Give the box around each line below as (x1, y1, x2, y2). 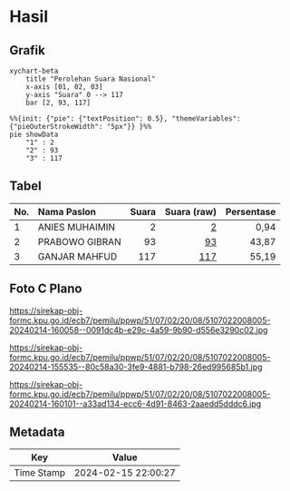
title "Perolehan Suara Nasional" (25, 74, 156, 83)
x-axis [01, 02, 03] (25, 83, 103, 92)
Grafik (9, 43, 45, 58)
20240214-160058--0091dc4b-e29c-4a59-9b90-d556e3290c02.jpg (9, 324, 268, 335)
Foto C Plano (9, 281, 82, 297)
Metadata (9, 425, 65, 440)
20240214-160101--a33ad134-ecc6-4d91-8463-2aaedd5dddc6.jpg (9, 398, 262, 409)
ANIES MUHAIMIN (37, 221, 116, 233)
